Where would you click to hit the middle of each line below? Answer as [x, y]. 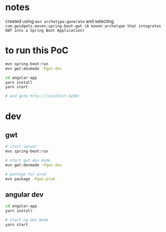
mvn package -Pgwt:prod [30, 179]
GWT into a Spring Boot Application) [45, 30]
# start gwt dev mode [28, 160]
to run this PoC [37, 51]
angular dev [24, 194]
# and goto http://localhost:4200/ [43, 96]
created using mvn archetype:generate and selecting [60, 21]
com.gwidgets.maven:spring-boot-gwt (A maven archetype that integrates [83, 26]
